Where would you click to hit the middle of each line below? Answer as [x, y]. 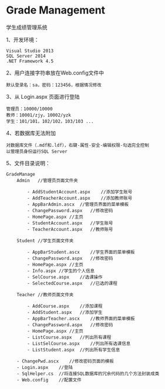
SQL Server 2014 [26, 56]
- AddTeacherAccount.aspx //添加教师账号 [80, 198]
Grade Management [56, 10]
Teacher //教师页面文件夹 [45, 294]
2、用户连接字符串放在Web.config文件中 [55, 73]
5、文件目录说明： [28, 163]
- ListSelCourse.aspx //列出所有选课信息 [79, 343]
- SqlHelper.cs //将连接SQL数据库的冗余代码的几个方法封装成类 [88, 374]
